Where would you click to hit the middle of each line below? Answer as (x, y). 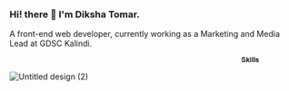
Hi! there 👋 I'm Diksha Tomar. (75, 14)
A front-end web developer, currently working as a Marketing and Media (144, 34)
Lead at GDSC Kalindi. (51, 43)
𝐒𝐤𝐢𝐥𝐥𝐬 (250, 60)
